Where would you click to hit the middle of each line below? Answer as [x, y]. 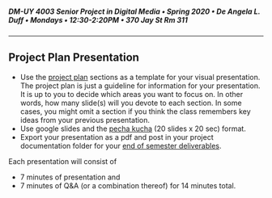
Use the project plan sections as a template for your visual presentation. [140, 77]
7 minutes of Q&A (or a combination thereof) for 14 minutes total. [128, 185]
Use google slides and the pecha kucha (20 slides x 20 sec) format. [133, 128]
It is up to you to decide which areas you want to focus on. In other [132, 94]
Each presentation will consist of [63, 161]
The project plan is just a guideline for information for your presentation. [140, 86]
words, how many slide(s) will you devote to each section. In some [131, 103]
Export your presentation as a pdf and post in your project [117, 137]
